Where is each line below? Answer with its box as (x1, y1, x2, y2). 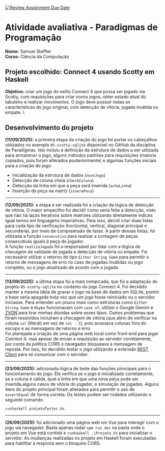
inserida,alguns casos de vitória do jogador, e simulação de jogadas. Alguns (5, 381, 159, 387)
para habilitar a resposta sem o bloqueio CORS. (5, 440, 101, 446)
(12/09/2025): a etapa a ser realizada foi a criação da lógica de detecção (5, 201, 154, 208)
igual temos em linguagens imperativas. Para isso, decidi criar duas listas (5, 217, 153, 223)
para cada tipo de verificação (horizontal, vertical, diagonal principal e (5, 223, 147, 228)
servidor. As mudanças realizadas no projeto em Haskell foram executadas (5, 435, 157, 441)
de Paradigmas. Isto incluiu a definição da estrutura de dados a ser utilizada (5, 147, 159, 153)
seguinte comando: (5, 397, 44, 402)
